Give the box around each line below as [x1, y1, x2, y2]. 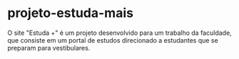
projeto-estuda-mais [7, 5, 134, 21]
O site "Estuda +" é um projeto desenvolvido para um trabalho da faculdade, [7, 28, 232, 37]
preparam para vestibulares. [7, 43, 91, 52]
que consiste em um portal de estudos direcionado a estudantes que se [7, 36, 219, 44]
